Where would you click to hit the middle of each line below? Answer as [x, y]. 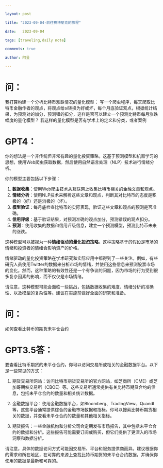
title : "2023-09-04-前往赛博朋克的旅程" [43, 22]
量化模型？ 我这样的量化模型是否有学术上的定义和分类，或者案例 [82, 120]
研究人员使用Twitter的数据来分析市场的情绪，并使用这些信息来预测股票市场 [80, 264]
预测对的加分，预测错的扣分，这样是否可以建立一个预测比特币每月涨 [86, 114]
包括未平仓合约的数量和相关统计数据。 [59, 393]
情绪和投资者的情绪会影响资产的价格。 [43, 248]
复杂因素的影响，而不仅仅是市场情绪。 [47, 276]
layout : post [18, 14]
